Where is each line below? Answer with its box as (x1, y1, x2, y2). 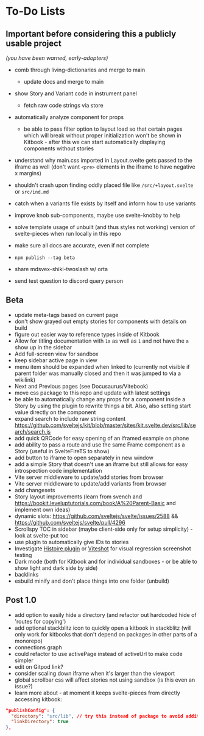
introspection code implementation (14, 467, 102, 474)
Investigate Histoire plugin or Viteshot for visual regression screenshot (14, 545, 191, 552)
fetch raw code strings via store (23, 102, 104, 109)
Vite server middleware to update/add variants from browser (14, 479, 167, 487)
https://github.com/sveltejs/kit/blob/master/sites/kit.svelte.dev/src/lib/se (14, 421, 196, 429)
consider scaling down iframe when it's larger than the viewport (14, 669, 175, 677)
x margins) (14, 170, 42, 177)
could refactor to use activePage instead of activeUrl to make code (14, 650, 183, 657)
